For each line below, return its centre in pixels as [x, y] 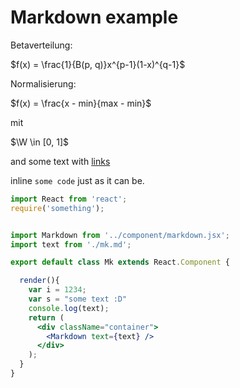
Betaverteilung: [41, 45]
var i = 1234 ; [57, 290]
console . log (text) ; [69, 308]
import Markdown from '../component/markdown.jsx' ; [120, 235]
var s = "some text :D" [78, 299]
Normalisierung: [43, 83]
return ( [46, 317]
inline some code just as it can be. [77, 180]
